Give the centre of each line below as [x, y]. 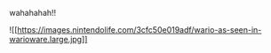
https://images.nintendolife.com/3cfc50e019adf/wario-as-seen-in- [139, 30]
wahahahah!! [33, 13]
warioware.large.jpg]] [48, 39]
